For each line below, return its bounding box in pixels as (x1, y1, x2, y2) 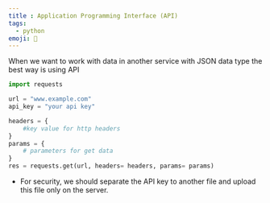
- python (15, 27, 45, 35)
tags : (8, 19, 27, 27)
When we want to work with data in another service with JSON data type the (8, 56, 263, 66)
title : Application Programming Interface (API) (8, 11, 179, 20)
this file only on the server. (19, 185, 109, 194)
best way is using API (8, 65, 80, 75)
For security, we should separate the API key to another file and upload (19, 176, 256, 186)
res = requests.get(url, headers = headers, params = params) (8, 162, 215, 170)
